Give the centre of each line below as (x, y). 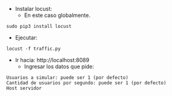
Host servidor (24, 88)
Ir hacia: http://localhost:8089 (52, 60)
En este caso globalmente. (57, 15)
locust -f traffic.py (34, 49)
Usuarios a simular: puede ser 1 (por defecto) (68, 78)
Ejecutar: (26, 38)
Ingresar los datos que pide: (59, 67)
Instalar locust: (34, 9)
